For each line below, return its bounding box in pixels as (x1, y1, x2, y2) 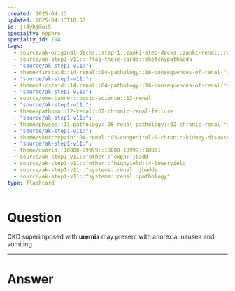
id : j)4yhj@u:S (7, 23, 52, 30)
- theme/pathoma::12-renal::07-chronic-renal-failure (13, 108, 173, 115)
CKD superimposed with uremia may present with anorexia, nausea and (7, 232, 215, 241)
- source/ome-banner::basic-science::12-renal (13, 95, 152, 102)
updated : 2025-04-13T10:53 (7, 17, 86, 24)
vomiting (7, 240, 33, 248)
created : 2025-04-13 (7, 10, 68, 17)
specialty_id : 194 (7, 36, 61, 43)
